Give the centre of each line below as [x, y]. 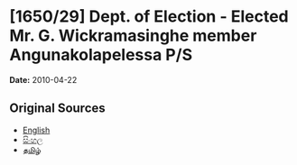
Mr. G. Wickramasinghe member [133, 36]
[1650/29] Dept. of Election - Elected [149, 17]
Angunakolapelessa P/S [101, 55]
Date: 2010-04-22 [43, 79]
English [36, 130]
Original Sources [57, 109]
